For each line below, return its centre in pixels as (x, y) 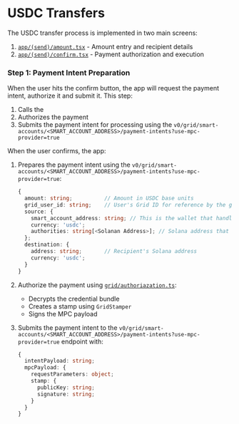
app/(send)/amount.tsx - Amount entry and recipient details (105, 46)
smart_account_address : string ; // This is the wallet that (122, 218)
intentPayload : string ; (60, 361)
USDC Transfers (56, 13)
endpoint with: (82, 341)
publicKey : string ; (66, 387)
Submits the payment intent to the (67, 327)
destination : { (47, 245)
